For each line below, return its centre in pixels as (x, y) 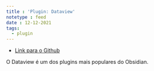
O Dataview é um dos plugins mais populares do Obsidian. (77, 62)
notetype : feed (26, 17)
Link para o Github (37, 50)
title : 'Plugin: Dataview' (41, 12)
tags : (13, 28)
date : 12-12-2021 (29, 22)
